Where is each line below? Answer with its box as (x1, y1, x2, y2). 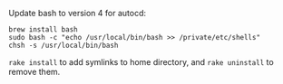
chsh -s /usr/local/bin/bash (8, 41, 119, 50)
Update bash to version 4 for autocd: (8, 8, 147, 18)
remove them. (8, 67, 61, 77)
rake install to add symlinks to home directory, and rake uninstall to (8, 57, 274, 67)
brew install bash (8, 25, 78, 34)
